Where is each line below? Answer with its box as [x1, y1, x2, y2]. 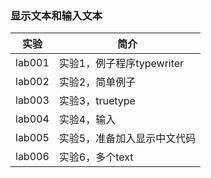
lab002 [15, 75, 50, 89]
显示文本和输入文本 [10, 8, 103, 22]
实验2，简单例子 [58, 75, 137, 89]
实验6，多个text [58, 150, 134, 164]
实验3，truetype [58, 94, 136, 108]
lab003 [15, 93, 50, 107]
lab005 [15, 131, 50, 145]
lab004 [15, 112, 50, 126]
